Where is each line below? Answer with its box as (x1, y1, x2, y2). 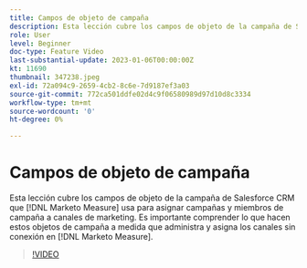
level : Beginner (9, 38, 71, 48)
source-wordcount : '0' (9, 107, 96, 116)
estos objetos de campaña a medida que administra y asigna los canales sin (9, 222, 296, 232)
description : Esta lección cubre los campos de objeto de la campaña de (9, 22, 292, 31)
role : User (9, 30, 51, 39)
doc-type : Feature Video (9, 47, 104, 57)
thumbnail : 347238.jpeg (9, 73, 101, 82)
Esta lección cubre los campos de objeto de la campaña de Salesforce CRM (9, 192, 295, 203)
